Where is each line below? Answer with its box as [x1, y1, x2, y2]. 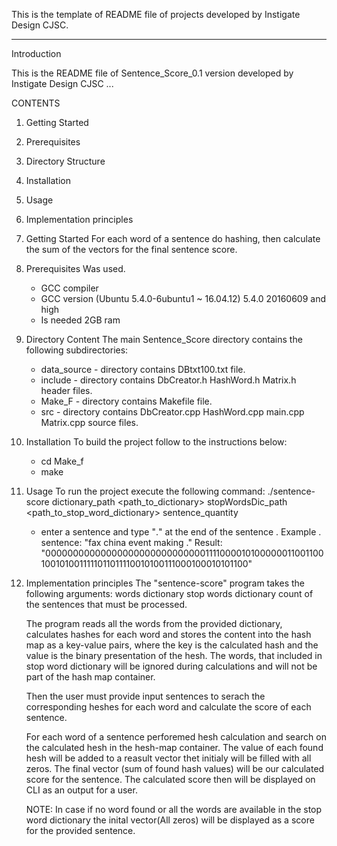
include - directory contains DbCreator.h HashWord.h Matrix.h [40, 374, 297, 386]
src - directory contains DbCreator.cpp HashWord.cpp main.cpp [40, 406, 305, 418]
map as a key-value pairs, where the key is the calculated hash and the [25, 639, 319, 651]
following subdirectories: [25, 344, 129, 356]
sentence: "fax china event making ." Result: [40, 537, 223, 548]
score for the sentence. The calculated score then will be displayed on [25, 774, 316, 785]
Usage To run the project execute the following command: [25, 485, 266, 497]
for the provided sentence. [25, 825, 136, 836]
